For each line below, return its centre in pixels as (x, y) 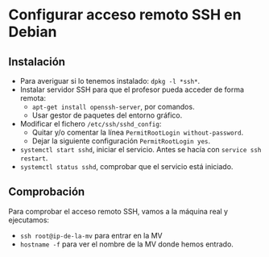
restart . (34, 158)
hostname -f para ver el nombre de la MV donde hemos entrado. (126, 244)
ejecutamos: (29, 220)
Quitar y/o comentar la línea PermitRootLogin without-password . (138, 132)
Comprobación (47, 192)
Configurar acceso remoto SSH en (125, 15)
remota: (33, 98)
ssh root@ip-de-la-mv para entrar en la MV (91, 235)
